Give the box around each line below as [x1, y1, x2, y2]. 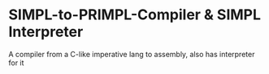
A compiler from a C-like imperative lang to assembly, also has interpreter [8, 49, 255, 59]
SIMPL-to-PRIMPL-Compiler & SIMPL [8, 6, 262, 24]
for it [8, 58, 24, 68]
